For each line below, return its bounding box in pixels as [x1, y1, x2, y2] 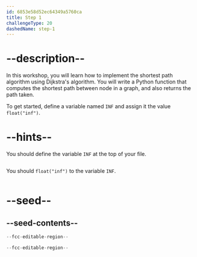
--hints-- [6, 131, 52, 144]
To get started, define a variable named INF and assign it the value [6, 103, 171, 110]
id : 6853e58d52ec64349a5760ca [6, 8, 83, 15]
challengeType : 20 [6, 20, 52, 26]
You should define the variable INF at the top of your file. [6, 151, 146, 158]
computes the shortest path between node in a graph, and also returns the [6, 85, 192, 92]
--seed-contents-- [6, 218, 78, 228]
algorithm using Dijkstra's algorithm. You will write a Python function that [6, 78, 187, 85]
